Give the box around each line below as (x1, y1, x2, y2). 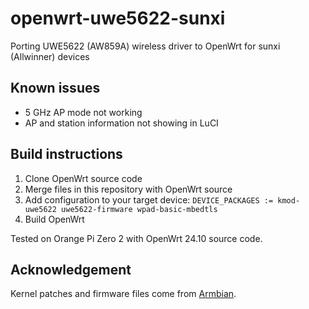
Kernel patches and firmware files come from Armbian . (10, 288, 237, 300)
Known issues (10, 80, 101, 97)
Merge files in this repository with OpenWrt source (24, 183, 233, 195)
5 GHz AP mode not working (24, 106, 143, 118)
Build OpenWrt (24, 213, 85, 225)
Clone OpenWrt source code (24, 172, 143, 184)
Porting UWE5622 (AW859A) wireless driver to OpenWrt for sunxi (10, 40, 281, 52)
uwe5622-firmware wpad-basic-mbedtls (61, 204, 218, 214)
